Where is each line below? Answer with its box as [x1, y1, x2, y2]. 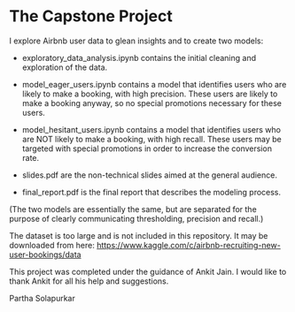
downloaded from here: [9, 240, 95, 250]
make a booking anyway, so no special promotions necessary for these [21, 97, 282, 108]
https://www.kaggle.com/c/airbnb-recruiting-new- [96, 240, 281, 250]
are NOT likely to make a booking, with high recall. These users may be [21, 133, 282, 144]
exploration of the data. [21, 62, 108, 72]
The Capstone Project [9, 6, 173, 27]
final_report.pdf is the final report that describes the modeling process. [21, 186, 282, 197]
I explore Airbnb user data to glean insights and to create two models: [9, 35, 264, 46]
